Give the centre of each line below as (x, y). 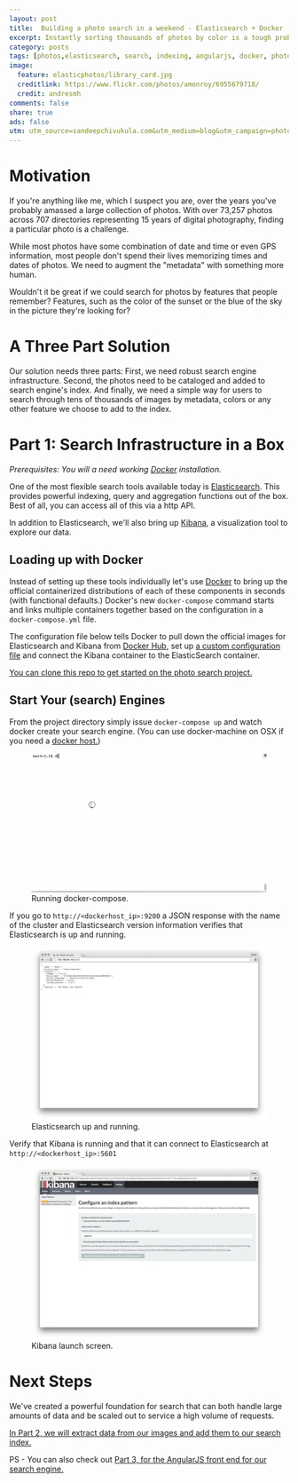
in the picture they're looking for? (70, 311)
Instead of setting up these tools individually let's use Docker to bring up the (149, 581)
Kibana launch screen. (72, 1345)
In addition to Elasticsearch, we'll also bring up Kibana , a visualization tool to (149, 522)
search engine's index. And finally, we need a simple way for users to (136, 390)
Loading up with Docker (76, 560)
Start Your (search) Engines (87, 700)
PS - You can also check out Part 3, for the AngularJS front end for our (138, 1459)
